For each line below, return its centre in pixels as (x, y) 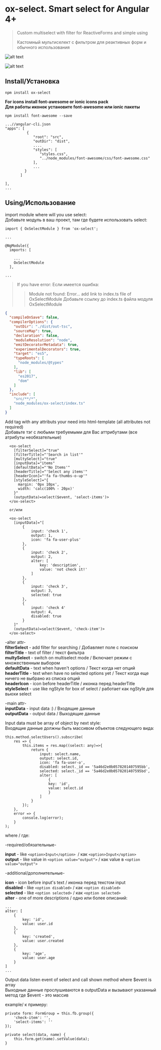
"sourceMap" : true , (33, 331)
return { (40, 750)
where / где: (17, 835)
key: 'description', (60, 565)
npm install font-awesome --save (39, 116)
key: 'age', (35, 953)
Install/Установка (32, 81)
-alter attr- (15, 642)
